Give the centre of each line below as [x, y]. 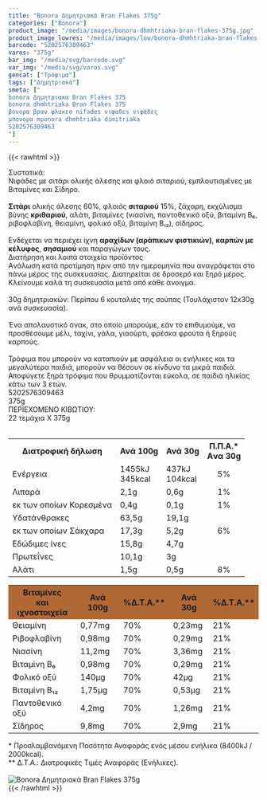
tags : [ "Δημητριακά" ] [44, 82]
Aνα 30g [224, 456]
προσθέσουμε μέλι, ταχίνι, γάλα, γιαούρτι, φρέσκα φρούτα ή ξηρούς [122, 333]
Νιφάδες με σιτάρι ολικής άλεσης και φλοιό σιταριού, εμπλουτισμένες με [130, 181]
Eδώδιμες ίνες [39, 543]
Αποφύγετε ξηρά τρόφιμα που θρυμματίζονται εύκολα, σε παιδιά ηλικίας [129, 375]
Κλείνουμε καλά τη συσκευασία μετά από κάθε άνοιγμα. [102, 282]
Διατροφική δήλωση [62, 451]
